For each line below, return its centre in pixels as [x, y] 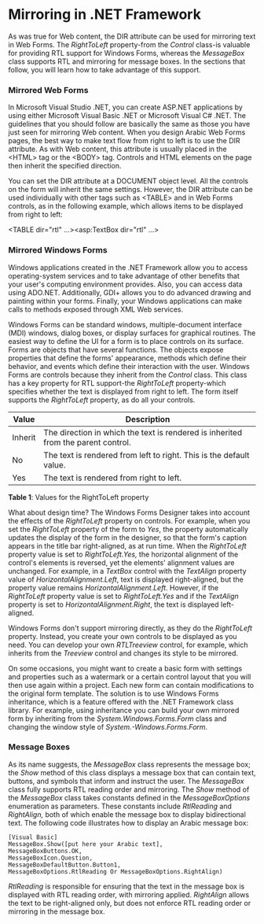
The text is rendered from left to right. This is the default [146, 455]
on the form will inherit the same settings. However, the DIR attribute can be [130, 190]
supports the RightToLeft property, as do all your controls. [102, 400]
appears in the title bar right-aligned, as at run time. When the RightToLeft [127, 545]
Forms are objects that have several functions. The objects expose [116, 349]
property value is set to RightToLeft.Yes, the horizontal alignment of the [123, 554]
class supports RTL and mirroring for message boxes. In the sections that [127, 61]
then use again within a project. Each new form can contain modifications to [131, 685]
